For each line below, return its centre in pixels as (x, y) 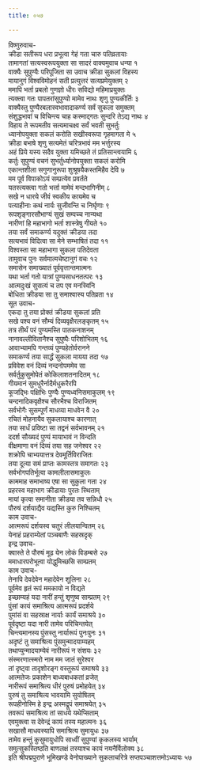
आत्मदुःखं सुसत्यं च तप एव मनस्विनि (52, 285)
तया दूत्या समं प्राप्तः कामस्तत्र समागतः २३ (58, 463)
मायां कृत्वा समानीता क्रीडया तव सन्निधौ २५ (60, 499)
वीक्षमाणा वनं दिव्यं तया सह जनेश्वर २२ (55, 446)
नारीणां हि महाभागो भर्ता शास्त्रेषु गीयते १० (58, 223)
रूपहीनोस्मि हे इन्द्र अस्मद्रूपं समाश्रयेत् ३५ (57, 704)
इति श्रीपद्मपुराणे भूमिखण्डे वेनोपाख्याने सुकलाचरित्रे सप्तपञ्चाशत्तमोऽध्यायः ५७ (100, 757)
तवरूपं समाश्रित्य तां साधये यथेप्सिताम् (53, 712)
